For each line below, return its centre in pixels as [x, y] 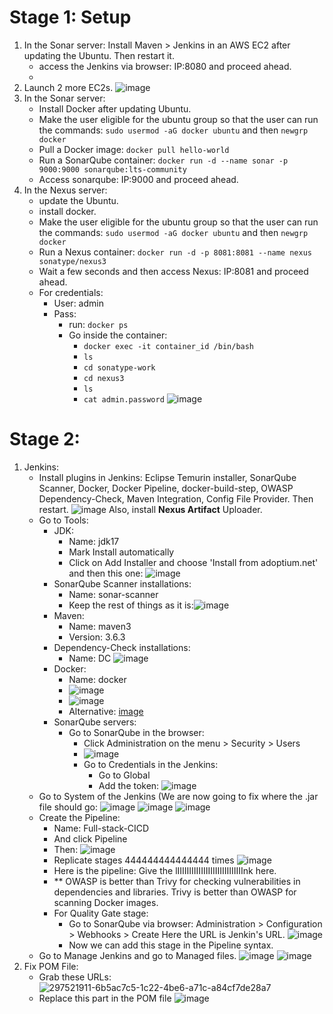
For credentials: [71, 292]
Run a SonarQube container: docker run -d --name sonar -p [163, 160]
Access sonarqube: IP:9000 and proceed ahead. [138, 179]
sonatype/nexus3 [72, 261]
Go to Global [124, 775]
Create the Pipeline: [79, 817]
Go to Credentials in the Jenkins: [151, 764]
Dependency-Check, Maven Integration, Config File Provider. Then [176, 498]
